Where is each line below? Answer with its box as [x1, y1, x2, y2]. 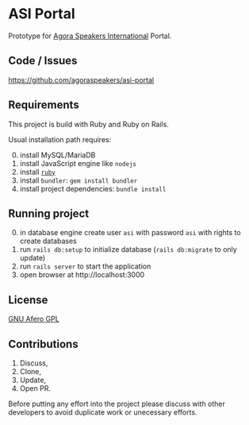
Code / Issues [8, 54, 78, 68]
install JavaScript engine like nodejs [19, 158, 137, 168]
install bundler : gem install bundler [19, 176, 138, 185]
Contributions [8, 337, 79, 350]
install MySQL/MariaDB [19, 150, 96, 160]
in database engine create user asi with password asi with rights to [19, 228, 241, 238]
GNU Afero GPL [8, 315, 59, 324]
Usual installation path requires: [8, 134, 112, 144]
